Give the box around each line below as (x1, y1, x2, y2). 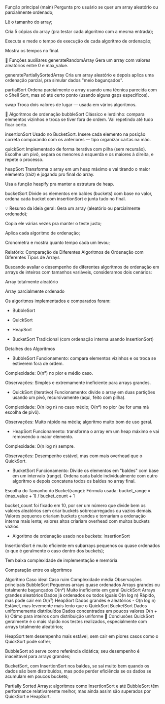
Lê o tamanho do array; (5, 19, 53, 25)
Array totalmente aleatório (5, 279, 58, 284)
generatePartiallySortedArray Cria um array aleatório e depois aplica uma (5, 72, 154, 78)
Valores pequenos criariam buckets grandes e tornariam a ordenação (5, 513, 146, 519)
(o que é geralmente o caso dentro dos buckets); (5, 548, 104, 553)
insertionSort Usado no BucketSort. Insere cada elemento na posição (5, 131, 146, 137)
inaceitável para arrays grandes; (5, 654, 70, 659)
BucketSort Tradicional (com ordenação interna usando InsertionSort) (12, 336, 154, 342)
